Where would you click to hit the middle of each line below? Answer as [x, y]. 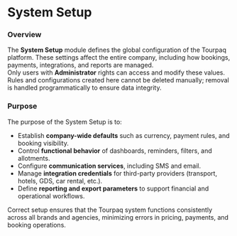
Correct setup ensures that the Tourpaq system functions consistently [110, 210]
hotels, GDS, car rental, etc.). [60, 181]
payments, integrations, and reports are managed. [81, 65]
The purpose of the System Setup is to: [65, 122]
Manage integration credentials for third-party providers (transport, [117, 173]
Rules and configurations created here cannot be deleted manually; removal [118, 80]
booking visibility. [43, 143]
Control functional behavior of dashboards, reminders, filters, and [115, 151]
